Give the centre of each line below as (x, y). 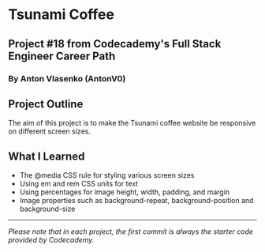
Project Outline (46, 104)
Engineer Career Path (62, 56)
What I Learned (47, 156)
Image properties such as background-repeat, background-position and (136, 201)
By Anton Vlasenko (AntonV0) (67, 78)
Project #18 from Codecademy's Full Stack (115, 44)
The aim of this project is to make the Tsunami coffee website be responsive (132, 123)
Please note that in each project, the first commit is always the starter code (131, 231)
